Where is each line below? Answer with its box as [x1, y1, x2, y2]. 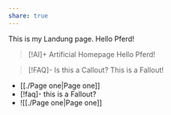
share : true [8, 11, 48, 20]
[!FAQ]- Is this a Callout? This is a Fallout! [27, 65, 165, 75]
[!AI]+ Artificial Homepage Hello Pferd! [27, 49, 156, 59]
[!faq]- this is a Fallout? [19, 89, 96, 99]
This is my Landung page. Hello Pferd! [8, 34, 135, 43]
